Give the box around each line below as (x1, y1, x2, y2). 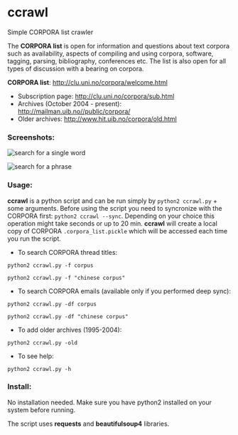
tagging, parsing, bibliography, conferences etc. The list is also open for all (7, 56, 226, 65)
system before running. (7, 405, 76, 414)
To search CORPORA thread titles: (17, 248, 118, 256)
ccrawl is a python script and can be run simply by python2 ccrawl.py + (7, 196, 218, 205)
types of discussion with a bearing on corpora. (7, 64, 144, 73)
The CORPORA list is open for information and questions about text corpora (7, 41, 229, 50)
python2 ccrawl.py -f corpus (7, 261, 94, 269)
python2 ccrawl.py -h (7, 365, 72, 372)
